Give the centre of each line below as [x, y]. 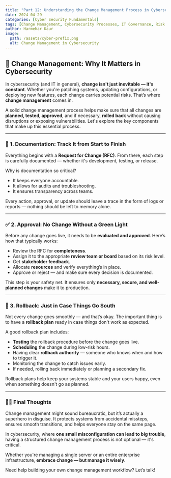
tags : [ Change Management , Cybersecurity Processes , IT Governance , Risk [85, 24]
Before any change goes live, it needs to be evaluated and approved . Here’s [85, 236]
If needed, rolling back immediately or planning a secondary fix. [79, 369]
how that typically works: [32, 241]
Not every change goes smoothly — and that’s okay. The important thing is [83, 317]
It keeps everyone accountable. [46, 180]
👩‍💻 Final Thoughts [28, 402]
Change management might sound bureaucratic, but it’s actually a [74, 413]
